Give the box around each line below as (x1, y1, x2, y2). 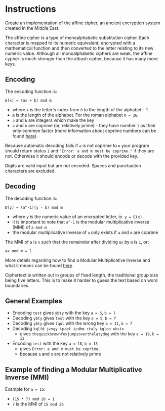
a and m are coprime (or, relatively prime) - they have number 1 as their (12, 122, 156, 128)
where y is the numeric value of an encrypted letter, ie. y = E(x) (12, 214, 142, 220)
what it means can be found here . (5, 262, 74, 268)
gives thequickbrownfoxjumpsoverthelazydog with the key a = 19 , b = (19, 331, 159, 337)
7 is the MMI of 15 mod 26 (12, 401, 64, 407)
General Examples (5, 297, 63, 305)
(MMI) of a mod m (12, 224, 47, 230)
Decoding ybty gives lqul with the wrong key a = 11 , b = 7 (12, 320, 132, 326)
